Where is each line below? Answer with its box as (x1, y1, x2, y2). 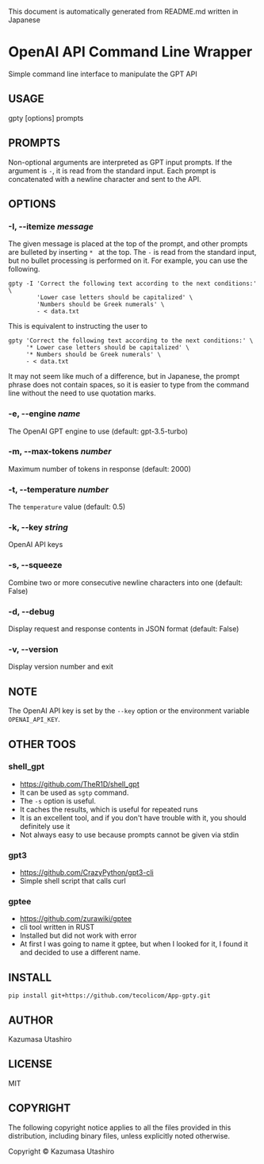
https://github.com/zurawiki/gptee (19, 914, 132, 923)
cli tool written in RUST (19, 923, 95, 932)
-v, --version (8, 643, 59, 654)
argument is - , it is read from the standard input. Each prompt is (8, 166, 216, 175)
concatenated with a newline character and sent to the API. (8, 174, 201, 183)
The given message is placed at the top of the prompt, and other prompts (8, 239, 248, 249)
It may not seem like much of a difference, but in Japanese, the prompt (8, 372, 240, 381)
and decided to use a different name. (19, 948, 141, 958)
